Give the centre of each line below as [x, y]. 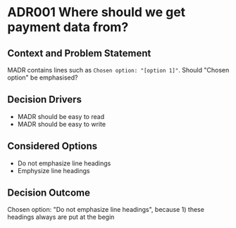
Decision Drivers [45, 100]
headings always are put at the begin [61, 217]
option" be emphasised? [43, 77]
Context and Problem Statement [79, 53]
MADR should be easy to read [61, 116]
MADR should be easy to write [62, 124]
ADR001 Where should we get [97, 12]
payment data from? [68, 27]
